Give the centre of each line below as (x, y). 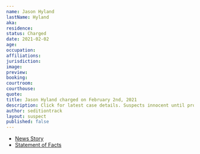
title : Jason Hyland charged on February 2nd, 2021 (71, 100)
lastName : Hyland (28, 17)
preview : (17, 72)
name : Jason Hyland (30, 12)
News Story (29, 139)
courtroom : (20, 84)
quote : (14, 94)
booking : (17, 78)
